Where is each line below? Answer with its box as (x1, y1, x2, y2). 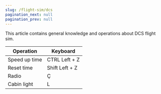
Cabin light (8, 81, 34, 88)
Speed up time (8, 56, 42, 63)
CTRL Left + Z (47, 56, 80, 63)
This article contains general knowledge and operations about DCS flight (5, 31, 156, 37)
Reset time (8, 64, 33, 71)
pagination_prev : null (5, 17, 53, 22)
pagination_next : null (5, 12, 53, 17)
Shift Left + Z (47, 64, 78, 71)
